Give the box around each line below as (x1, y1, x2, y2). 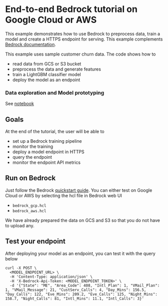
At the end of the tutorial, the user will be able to (5, 129, 104, 135)
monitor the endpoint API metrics (12, 159, 81, 166)
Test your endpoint (5, 237, 66, 246)
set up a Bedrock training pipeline (12, 138, 82, 144)
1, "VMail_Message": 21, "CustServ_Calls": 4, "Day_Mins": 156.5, (5, 287, 146, 292)
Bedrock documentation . (5, 41, 56, 47)
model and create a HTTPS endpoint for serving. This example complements (5, 36, 163, 42)
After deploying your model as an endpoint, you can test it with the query (5, 250, 156, 256)
